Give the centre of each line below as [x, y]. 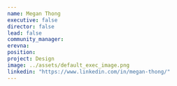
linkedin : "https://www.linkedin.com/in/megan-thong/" [89, 71]
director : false [31, 26]
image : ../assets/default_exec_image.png [69, 65]
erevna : [19, 46]
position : [22, 53]
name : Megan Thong [34, 14]
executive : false [33, 20]
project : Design [31, 59]
